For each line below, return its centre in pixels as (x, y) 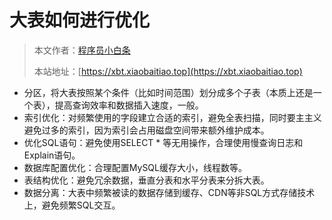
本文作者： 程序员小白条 (82, 50)
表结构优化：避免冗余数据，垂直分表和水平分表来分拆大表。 (146, 180)
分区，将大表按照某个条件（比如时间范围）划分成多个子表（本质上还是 (168, 92)
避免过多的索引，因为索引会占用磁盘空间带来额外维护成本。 (146, 130)
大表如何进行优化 (80, 20)
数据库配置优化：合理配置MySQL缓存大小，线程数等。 (135, 167)
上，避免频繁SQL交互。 (72, 205)
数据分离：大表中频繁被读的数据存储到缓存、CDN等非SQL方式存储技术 (169, 192)
